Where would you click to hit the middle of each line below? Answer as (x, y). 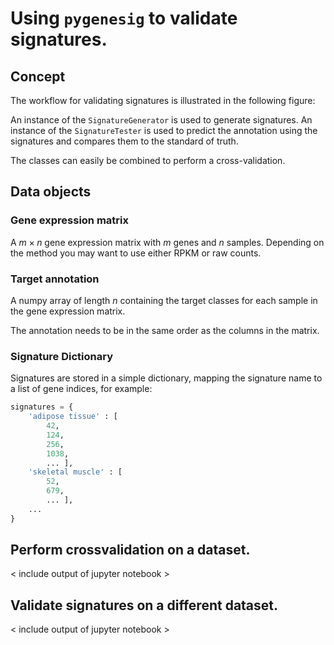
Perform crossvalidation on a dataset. (130, 550)
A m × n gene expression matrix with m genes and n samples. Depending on (167, 242)
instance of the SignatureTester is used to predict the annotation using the (164, 130)
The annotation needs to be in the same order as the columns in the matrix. (165, 330)
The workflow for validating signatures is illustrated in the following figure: (163, 100)
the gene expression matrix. (68, 311)
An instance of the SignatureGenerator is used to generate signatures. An (161, 120)
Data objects (51, 192)
